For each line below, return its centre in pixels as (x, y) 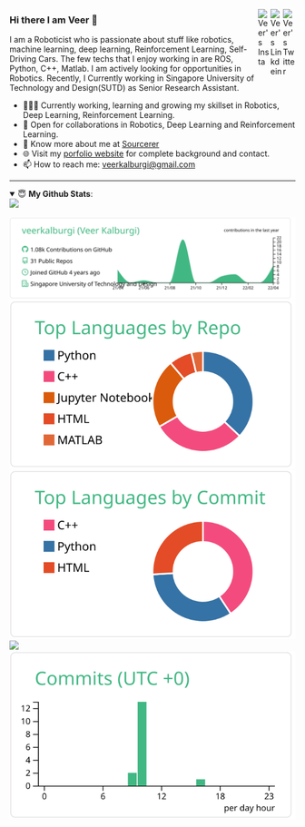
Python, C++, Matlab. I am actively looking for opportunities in (126, 69)
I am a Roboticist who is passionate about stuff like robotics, (122, 40)
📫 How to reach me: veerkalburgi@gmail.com (109, 164)
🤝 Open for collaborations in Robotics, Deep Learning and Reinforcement (159, 125)
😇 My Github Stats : (55, 194)
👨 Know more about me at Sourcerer (91, 144)
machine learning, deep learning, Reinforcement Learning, (118, 49)
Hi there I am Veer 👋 (54, 20)
